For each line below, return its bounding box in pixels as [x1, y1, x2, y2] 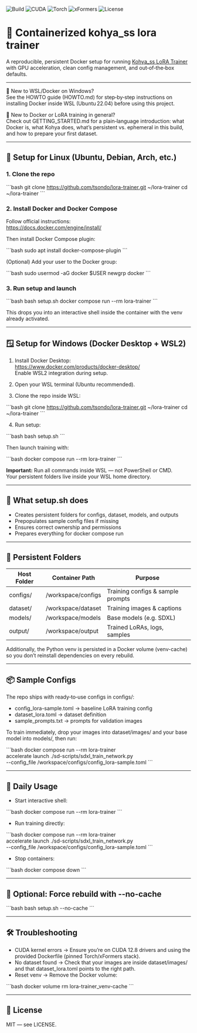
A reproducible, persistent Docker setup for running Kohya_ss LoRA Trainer [6, 58, 188, 65]
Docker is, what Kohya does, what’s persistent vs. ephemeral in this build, [6, 123, 184, 130]
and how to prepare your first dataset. [6, 130, 98, 137]
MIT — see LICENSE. [6, 1021, 57, 1028]
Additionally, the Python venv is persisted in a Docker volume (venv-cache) [6, 645, 188, 652]
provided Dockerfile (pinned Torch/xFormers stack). [14, 952, 141, 960]
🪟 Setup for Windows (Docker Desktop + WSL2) [6, 338, 186, 348]
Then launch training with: [6, 444, 69, 451]
